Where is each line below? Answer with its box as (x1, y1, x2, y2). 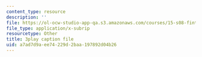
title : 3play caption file (6, 36, 74, 42)
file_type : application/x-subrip (6, 25, 90, 31)
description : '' (6, 14, 47, 20)
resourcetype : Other (6, 31, 58, 37)
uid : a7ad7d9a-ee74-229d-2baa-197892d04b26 (6, 42, 117, 48)
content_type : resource (6, 8, 66, 15)
